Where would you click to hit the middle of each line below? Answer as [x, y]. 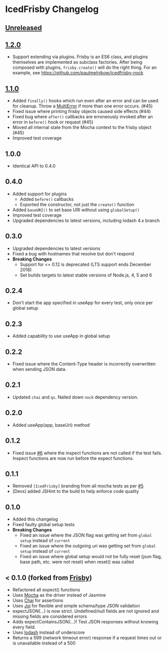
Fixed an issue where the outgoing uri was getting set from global [88, 546]
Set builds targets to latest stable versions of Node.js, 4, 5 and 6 [86, 275]
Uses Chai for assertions [38, 600]
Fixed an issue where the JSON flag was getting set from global [86, 535]
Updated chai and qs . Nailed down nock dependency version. [75, 397]
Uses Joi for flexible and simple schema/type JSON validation [76, 605]
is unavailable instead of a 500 [44, 643]
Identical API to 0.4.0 [34, 166]
